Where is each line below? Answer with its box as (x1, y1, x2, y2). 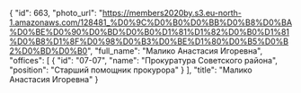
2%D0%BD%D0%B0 (9, 46, 88, 56)
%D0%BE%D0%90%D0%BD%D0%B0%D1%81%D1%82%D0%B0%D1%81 (9, 27, 290, 37)
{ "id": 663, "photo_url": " (9, 8, 103, 18)
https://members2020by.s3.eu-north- (102, 8, 243, 18)
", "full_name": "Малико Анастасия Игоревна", (86, 46, 263, 56)
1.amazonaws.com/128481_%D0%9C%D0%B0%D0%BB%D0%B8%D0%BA (9, 17, 293, 28)
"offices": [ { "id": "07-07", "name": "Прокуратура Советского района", (9, 55, 279, 65)
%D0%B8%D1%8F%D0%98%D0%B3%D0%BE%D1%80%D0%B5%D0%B (9, 36, 289, 46)
